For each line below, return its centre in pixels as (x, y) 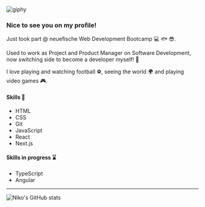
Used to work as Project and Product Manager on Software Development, (99, 53)
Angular (25, 180)
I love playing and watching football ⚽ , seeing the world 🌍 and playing (95, 72)
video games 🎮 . (27, 81)
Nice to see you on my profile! (51, 25)
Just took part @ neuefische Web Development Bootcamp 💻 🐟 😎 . (91, 39)
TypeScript (29, 173)
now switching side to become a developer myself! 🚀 (73, 60)
